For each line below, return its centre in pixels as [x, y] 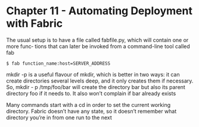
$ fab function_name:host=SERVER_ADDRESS [58, 63]
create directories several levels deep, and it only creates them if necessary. [100, 81]
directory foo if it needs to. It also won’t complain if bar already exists [91, 93]
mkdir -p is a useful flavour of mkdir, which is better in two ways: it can [93, 74]
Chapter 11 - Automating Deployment [99, 11]
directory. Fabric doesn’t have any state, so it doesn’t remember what [91, 111]
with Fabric [35, 23]
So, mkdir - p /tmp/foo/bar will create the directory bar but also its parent [96, 87]
